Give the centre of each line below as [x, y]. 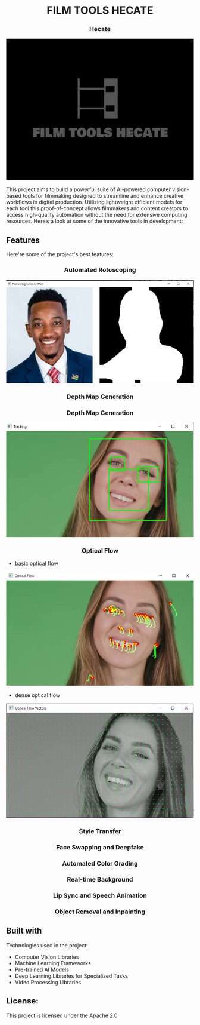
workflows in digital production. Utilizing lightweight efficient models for [94, 202]
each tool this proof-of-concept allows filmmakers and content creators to [97, 208]
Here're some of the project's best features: [60, 254]
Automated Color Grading [100, 864]
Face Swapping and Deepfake [100, 848]
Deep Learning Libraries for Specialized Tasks [71, 976]
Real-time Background [100, 880]
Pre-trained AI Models [42, 969]
